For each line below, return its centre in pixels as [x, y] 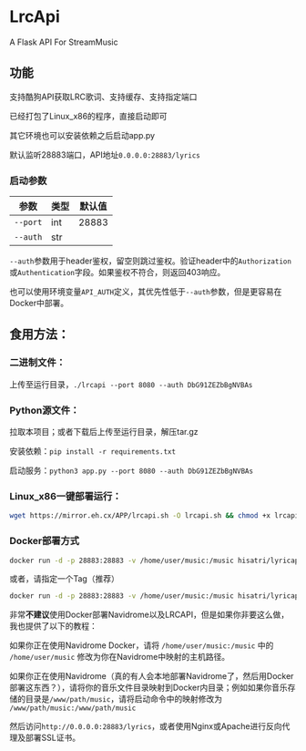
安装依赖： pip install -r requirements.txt [92, 451]
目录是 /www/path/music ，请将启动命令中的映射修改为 [124, 699]
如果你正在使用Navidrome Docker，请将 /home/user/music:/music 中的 [142, 645]
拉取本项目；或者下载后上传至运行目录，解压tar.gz [104, 432]
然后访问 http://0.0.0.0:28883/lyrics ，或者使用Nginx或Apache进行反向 [146, 726]
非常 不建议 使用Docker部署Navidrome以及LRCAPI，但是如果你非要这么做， [149, 615]
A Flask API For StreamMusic [64, 42]
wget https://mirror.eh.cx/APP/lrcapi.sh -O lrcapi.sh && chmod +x [140, 516]
